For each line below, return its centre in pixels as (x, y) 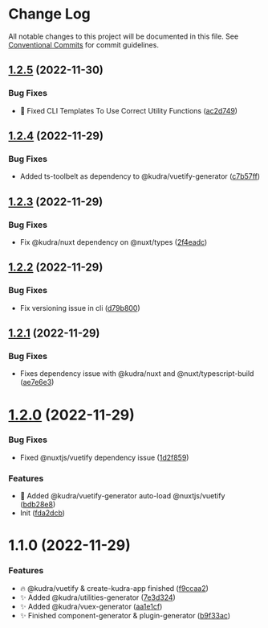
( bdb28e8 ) (38, 505)
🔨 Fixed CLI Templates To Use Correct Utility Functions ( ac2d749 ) (129, 110)
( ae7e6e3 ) (37, 382)
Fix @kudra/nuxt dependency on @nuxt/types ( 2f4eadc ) (114, 242)
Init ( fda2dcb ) (43, 513)
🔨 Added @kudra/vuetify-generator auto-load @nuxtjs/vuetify (122, 496)
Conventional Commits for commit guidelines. (83, 44)
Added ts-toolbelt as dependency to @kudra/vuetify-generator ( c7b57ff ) (140, 176)
